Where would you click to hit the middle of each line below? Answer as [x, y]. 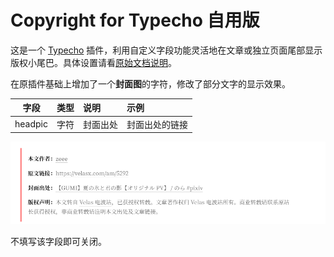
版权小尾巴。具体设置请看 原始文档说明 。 [93, 62]
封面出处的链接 [157, 124]
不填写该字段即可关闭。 [58, 242]
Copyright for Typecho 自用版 [135, 20]
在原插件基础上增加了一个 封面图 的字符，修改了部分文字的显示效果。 [150, 83]
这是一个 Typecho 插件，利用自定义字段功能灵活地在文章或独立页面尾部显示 [166, 50]
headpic [31, 124]
